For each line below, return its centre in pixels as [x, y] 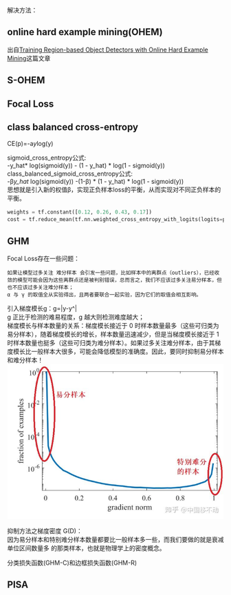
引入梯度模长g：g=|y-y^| [42, 308]
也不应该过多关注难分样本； [41, 287]
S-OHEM [26, 80]
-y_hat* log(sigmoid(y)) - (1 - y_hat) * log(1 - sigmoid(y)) [86, 166]
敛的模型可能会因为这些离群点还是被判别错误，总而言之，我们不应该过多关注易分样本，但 [114, 280]
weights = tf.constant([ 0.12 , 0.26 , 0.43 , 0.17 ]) [80, 212]
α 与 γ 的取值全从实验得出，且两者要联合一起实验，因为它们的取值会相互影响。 [104, 295]
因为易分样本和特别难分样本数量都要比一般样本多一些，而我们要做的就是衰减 [115, 539]
